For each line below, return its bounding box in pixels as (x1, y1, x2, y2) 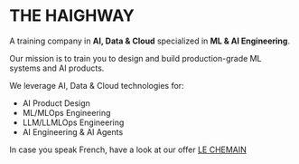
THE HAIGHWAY (9, 5, 135, 26)
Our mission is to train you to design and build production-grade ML (9, 53, 262, 63)
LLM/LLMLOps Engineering (22, 117, 125, 128)
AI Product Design (22, 97, 90, 109)
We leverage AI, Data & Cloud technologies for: (9, 80, 184, 91)
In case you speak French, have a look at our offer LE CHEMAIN (9, 144, 247, 155)
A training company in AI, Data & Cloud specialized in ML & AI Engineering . (9, 35, 291, 46)
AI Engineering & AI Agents (22, 126, 124, 137)
